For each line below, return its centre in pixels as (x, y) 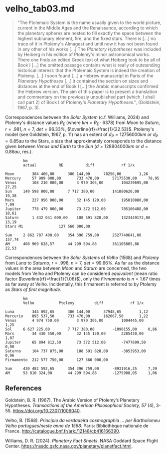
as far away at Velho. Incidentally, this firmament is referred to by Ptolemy (81, 284)
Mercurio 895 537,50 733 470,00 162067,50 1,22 (77, 316)
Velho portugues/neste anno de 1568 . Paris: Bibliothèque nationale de (77, 426)
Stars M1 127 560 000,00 (48, 226)
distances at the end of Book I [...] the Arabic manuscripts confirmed (88, 86)
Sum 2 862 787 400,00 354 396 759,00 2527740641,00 (73, 235)
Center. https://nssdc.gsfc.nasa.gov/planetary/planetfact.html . (69, 446)
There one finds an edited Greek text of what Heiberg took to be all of (89, 59)
